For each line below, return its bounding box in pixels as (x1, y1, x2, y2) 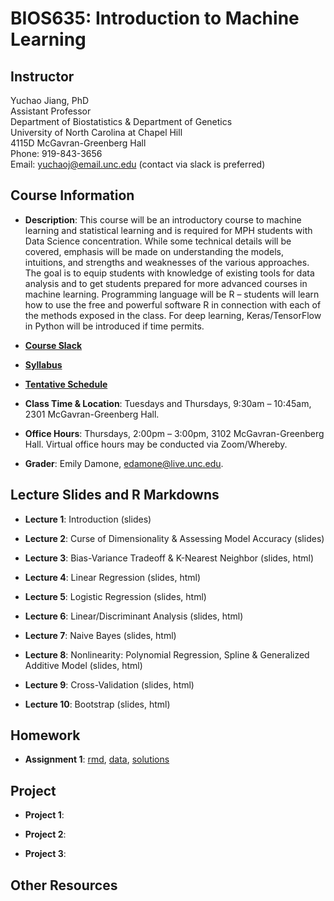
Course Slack (24, 339, 83, 351)
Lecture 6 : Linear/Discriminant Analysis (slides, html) (24, 610, 244, 622)
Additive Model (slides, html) (24, 659, 143, 671)
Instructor (10, 68, 75, 85)
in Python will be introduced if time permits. (24, 320, 205, 332)
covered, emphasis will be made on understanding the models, (24, 245, 284, 257)
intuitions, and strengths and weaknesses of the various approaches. (24, 256, 310, 268)
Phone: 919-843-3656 (10, 148, 103, 159)
